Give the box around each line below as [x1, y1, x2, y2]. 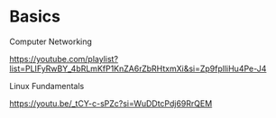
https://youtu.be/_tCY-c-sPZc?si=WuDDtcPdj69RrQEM [9, 97, 213, 109]
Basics [9, 6, 61, 27]
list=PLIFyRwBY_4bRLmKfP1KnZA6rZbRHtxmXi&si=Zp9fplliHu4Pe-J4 [9, 63, 267, 74]
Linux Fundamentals [9, 80, 85, 91]
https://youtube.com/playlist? [9, 53, 119, 64]
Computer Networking [9, 36, 93, 47]
